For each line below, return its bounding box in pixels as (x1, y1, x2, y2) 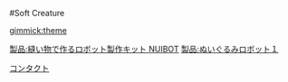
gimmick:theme (9, 25, 68, 35)
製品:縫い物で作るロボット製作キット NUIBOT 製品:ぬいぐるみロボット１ (9, 44, 279, 54)
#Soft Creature (9, 8, 65, 18)
